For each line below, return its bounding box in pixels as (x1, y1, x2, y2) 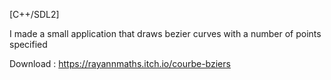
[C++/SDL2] (9, 9, 60, 20)
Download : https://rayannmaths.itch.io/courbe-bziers (9, 58, 231, 69)
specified (9, 39, 48, 50)
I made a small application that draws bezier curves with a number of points (9, 28, 322, 39)
